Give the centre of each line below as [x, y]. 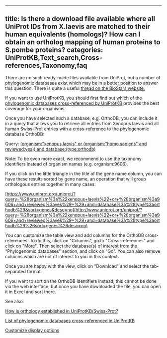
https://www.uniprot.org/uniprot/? [41, 194]
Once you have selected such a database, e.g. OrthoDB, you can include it [81, 118]
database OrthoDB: [25, 134]
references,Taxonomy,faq [46, 66]
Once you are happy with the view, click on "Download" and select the [77, 266]
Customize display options [32, 330]
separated [16, 271]
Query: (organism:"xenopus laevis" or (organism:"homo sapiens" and [76, 144]
